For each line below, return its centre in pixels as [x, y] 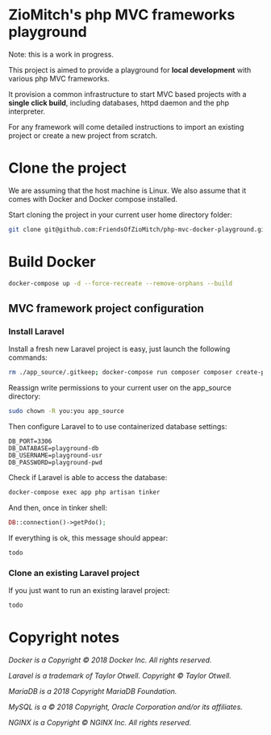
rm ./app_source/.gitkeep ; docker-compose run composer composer [120, 373]
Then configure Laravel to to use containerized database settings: [118, 426]
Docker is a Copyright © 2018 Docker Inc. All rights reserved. [110, 660]
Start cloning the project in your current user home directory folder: [120, 215]
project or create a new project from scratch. [83, 136]
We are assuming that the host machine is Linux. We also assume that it [127, 190]
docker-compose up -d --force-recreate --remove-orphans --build [120, 283]
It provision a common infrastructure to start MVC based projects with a [127, 94]
